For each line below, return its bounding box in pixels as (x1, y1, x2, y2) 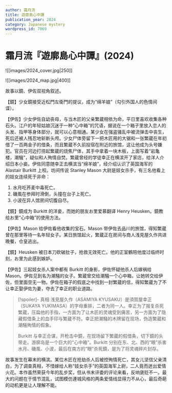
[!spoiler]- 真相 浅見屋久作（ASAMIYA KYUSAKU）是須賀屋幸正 (17, 296, 152, 302)
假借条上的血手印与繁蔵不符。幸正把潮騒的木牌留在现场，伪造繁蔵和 (22, 316, 166, 322)
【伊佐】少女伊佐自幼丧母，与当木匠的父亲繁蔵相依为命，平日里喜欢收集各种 (5, 116, 167, 122)
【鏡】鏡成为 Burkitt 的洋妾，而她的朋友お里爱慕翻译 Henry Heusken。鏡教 (5, 208, 164, 214)
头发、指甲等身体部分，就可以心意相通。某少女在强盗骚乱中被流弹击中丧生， (5, 129, 167, 135)
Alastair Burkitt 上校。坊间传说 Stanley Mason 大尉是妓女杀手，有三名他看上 (5, 167, 165, 173)
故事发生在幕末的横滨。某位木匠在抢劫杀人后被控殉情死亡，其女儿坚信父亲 (5, 357, 162, 363)
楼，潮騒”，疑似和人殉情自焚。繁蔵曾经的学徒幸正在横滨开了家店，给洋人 (5, 155, 160, 161)
